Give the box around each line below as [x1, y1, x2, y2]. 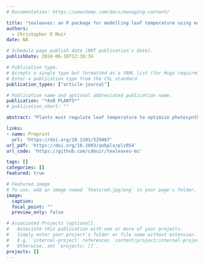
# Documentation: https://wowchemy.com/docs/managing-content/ [6, 8, 170, 15]
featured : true [6, 171, 45, 177]
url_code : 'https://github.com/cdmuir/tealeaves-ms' [6, 148, 143, 154]
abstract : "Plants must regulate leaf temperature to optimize [6, 115, 170, 121]
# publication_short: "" [6, 104, 69, 110]
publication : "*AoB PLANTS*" [6, 98, 80, 104]
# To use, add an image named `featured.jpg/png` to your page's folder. [6, 186, 197, 193]
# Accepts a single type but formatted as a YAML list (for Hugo [6, 70, 175, 76]
